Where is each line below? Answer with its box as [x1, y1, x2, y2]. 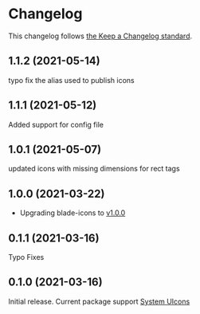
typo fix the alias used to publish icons [8, 75, 135, 84]
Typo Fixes [8, 253, 45, 261]
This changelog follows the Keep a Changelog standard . [8, 31, 193, 41]
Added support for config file [8, 120, 104, 129]
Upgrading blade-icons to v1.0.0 [19, 208, 126, 218]
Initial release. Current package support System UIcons [8, 296, 190, 306]
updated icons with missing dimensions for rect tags [8, 164, 181, 174]
